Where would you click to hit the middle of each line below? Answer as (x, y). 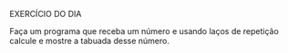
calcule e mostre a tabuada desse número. (90, 41)
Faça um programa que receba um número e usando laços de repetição (144, 31)
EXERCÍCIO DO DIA (46, 14)
